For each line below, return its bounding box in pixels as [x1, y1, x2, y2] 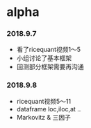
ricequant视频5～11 [16, 97, 72, 105]
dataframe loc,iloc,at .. [16, 104, 81, 113]
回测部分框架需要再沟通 [16, 63, 84, 71]
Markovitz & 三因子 [16, 113, 71, 121]
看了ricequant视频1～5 [16, 46, 81, 54]
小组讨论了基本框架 [16, 54, 72, 62]
